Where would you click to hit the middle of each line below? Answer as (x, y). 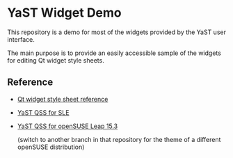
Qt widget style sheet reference (63, 99)
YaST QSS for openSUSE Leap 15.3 (67, 126)
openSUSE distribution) (51, 147)
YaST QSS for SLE (43, 112)
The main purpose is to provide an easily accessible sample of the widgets (114, 53)
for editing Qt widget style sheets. (56, 60)
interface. (21, 39)
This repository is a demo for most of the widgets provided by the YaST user (116, 32)
